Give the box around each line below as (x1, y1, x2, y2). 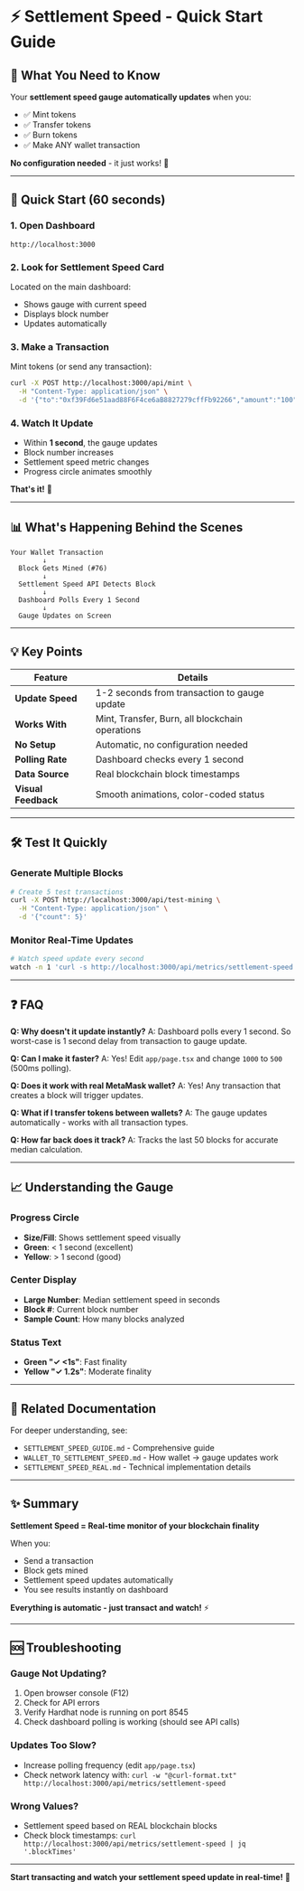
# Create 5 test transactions (10, 887, 124, 897)
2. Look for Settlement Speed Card (10, 260, 165, 273)
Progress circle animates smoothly (23, 466, 152, 477)
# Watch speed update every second (10, 955, 144, 964)
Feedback (14, 794, 59, 806)
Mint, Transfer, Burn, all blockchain (95, 712, 243, 725)
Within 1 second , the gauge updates (23, 437, 158, 448)
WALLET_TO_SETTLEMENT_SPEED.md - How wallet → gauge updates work (23, 1452, 279, 1463)
